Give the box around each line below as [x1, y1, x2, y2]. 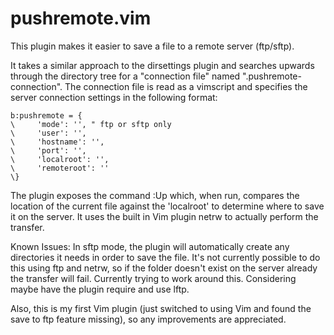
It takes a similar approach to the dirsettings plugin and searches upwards [10, 59, 315, 71]
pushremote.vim [10, 7, 152, 30]
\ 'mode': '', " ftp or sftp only [10, 119, 172, 129]
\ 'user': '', [10, 128, 87, 138]
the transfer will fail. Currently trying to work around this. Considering [10, 272, 297, 284]
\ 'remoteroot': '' [10, 163, 110, 173]
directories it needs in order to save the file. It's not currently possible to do [10, 251, 321, 263]
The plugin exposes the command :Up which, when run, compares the [10, 189, 300, 201]
